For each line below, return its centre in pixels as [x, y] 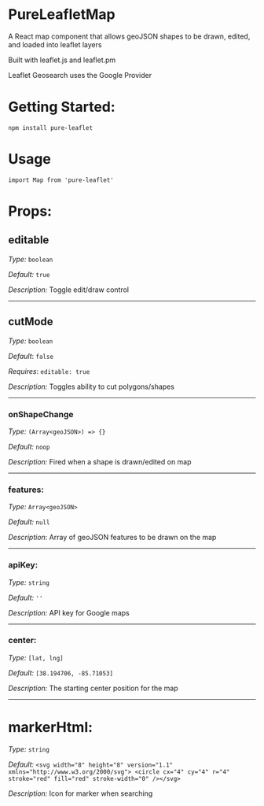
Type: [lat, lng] [36, 657]
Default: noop [29, 446]
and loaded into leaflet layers [55, 44]
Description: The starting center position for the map [93, 688]
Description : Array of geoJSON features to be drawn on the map [112, 538]
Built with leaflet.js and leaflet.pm [62, 60]
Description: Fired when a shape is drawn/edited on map [100, 461]
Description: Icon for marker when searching [81, 793]
